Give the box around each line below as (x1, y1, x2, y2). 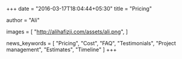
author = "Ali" (6, 17, 40, 23)
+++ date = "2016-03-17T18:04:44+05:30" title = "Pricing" (6, 5, 152, 12)
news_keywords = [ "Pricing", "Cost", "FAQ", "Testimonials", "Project (6, 40, 177, 46)
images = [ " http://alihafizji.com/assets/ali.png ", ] (6, 28, 128, 35)
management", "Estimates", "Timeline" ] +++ (6, 46, 118, 53)
